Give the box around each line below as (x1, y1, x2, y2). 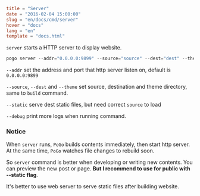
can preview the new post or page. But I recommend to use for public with (6, 165, 190, 172)
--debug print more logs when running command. (6, 113, 126, 120)
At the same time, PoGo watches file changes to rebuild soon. (6, 147, 155, 154)
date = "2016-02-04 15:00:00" (6, 11, 82, 17)
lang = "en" (6, 27, 36, 34)
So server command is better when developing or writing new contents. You (6, 158, 193, 166)
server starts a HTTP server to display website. (6, 44, 122, 51)
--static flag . (6, 172, 39, 179)
